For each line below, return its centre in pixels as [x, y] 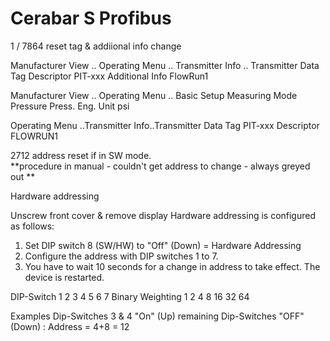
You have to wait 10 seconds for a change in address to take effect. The [172, 266]
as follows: [32, 226]
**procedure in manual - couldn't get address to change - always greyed [160, 166]
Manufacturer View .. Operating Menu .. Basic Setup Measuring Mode [154, 95]
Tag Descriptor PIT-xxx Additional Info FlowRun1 [109, 76]
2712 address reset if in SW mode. [81, 155]
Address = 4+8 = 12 [89, 326]
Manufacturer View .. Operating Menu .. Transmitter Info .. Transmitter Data [165, 65]
